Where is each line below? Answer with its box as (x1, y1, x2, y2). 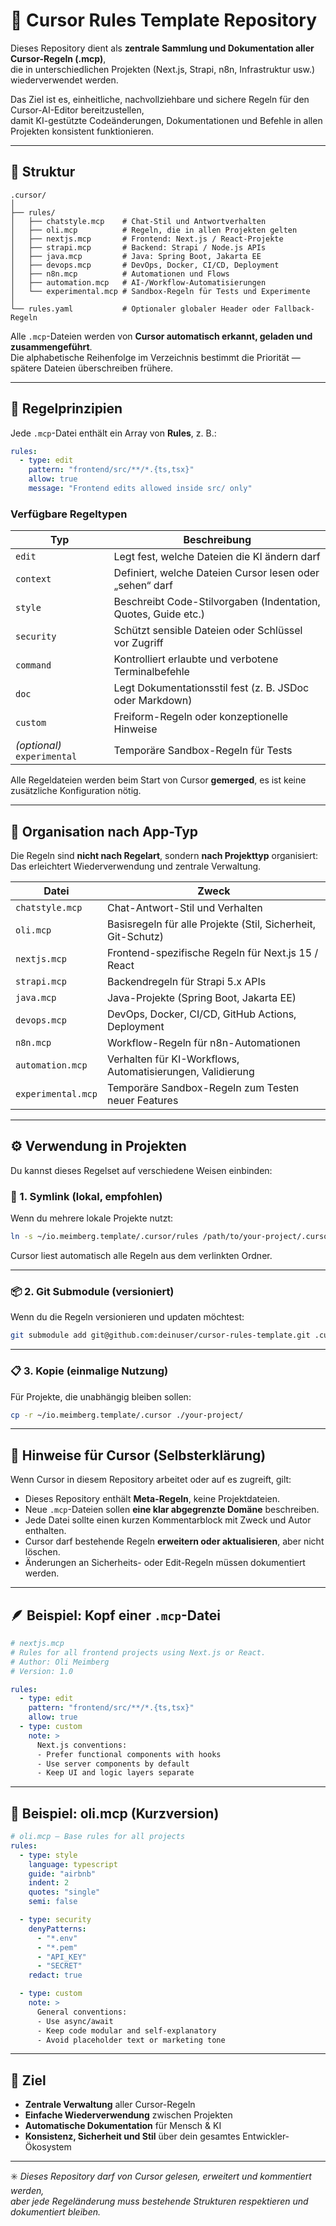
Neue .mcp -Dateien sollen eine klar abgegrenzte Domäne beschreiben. (24, 1504, 320, 1516)
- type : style (19, 1850, 78, 1860)
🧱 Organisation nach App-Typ (10, 823, 199, 840)
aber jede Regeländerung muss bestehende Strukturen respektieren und (10, 2195, 309, 2208)
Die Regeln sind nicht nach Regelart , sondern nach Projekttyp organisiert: (10, 850, 319, 862)
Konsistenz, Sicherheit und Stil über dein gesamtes (24, 2130, 241, 2143)
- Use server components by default (36, 1759, 190, 1769)
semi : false (28, 1897, 78, 1907)
